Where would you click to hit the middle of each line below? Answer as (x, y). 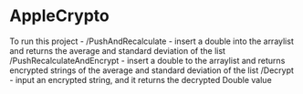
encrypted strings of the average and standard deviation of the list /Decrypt (152, 70)
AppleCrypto (59, 16)
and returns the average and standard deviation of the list (118, 50)
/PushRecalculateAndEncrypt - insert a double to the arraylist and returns (147, 60)
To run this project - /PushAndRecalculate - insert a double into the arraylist (151, 41)
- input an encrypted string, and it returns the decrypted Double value (141, 79)
